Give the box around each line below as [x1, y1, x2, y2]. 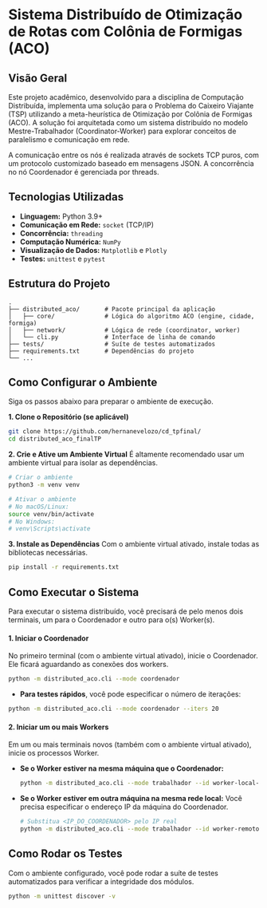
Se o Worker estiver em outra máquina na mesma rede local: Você [19, 794, 243, 803]
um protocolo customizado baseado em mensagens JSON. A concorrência [8, 159, 254, 168]
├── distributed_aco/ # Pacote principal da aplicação [8, 305, 216, 313]
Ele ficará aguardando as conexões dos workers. [8, 660, 169, 669]
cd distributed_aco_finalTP [8, 435, 102, 444]
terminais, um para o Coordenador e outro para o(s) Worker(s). [8, 615, 215, 624]
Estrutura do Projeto [8, 277, 111, 290]
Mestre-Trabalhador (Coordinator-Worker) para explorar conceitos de [8, 126, 237, 136]
